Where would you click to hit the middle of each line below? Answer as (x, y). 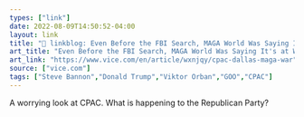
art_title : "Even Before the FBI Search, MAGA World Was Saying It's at (149, 52)
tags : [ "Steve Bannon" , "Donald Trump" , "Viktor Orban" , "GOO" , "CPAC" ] (141, 77)
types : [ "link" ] (40, 18)
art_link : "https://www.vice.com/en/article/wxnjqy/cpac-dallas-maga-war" (153, 60)
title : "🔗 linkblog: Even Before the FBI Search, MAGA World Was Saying (149, 43)
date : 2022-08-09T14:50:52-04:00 (72, 26)
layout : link (34, 34)
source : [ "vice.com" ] (50, 69)
